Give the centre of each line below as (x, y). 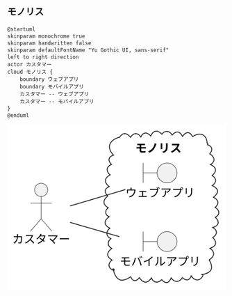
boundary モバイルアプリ (52, 86)
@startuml (22, 29)
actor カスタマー (30, 64)
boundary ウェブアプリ (49, 79)
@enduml (18, 115)
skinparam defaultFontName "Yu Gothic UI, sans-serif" (88, 50)
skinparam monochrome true (46, 36)
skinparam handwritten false (49, 43)
